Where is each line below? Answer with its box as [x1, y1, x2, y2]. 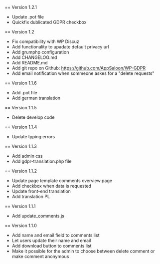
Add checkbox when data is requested [11, 183, 92, 189]
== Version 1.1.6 [4, 80, 37, 86]
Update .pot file [11, 14, 44, 19]
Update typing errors [11, 134, 55, 139]
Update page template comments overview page [11, 178, 113, 184]
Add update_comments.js [11, 213, 64, 219]
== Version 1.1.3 [4, 143, 37, 149]
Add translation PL [11, 194, 50, 199]
